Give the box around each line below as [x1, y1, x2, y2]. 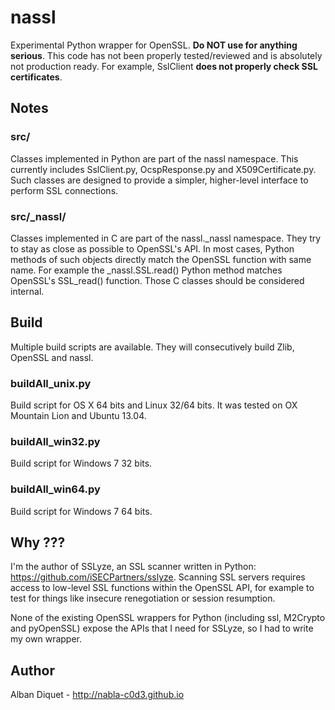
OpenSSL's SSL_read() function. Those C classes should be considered [10, 274, 305, 286]
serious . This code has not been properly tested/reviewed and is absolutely [10, 49, 323, 61]
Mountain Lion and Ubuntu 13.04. [10, 410, 147, 422]
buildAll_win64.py [10, 482, 101, 496]
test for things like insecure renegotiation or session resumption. [10, 592, 276, 605]
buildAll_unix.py [10, 376, 92, 390]
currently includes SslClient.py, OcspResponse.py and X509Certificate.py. [10, 163, 317, 175]
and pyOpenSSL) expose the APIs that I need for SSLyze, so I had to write [10, 622, 314, 635]
